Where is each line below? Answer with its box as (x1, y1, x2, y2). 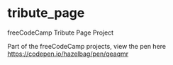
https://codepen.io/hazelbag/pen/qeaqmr (7, 49, 129, 58)
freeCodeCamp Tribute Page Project (7, 28, 114, 37)
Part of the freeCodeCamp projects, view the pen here (7, 42, 167, 50)
